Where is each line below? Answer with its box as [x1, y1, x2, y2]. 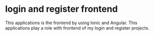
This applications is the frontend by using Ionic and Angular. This [5, 20, 138, 26]
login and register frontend [5, 3, 118, 15]
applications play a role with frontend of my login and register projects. [5, 25, 150, 31]
